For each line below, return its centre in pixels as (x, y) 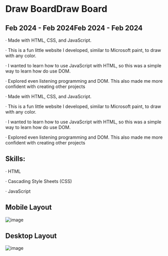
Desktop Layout (31, 236)
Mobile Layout (29, 207)
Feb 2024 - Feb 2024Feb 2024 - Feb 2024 (74, 28)
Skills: (15, 159)
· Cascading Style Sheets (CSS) (39, 181)
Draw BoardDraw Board (57, 9)
